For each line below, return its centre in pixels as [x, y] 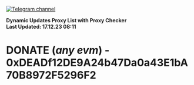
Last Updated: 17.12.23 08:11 [41, 27]
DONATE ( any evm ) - [58, 50]
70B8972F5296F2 [51, 75]
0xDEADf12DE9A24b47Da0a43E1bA [97, 63]
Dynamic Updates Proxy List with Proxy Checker [66, 20]
